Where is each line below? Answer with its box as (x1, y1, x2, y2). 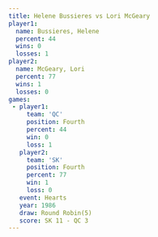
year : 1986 (19, 201, 57, 209)
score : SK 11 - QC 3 (19, 217, 89, 225)
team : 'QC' (26, 111, 63, 119)
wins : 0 (15, 42, 42, 50)
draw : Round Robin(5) (19, 208, 92, 217)
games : (8, 95, 31, 103)
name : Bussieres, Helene (15, 27, 100, 35)
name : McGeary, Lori (15, 65, 85, 73)
